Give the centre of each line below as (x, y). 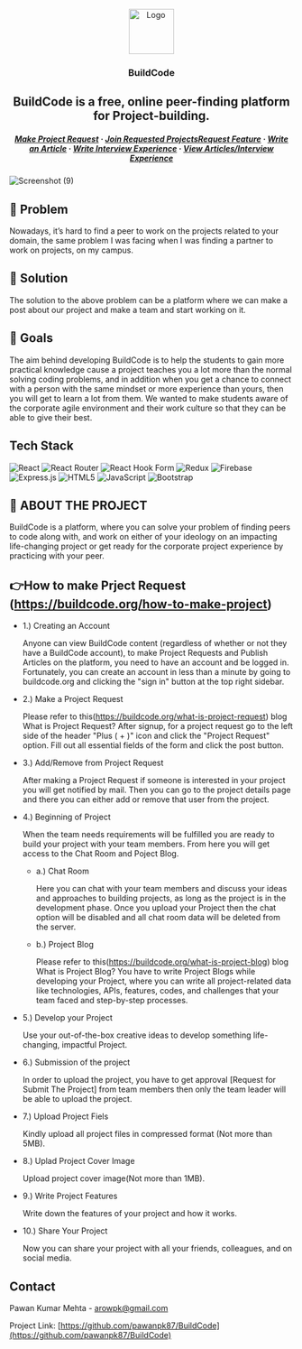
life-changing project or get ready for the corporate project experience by (146, 546)
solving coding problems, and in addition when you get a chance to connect (150, 379)
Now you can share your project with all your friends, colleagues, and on (157, 1249)
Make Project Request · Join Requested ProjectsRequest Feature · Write (151, 139)
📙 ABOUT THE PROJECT (78, 505)
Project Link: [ (35, 1326)
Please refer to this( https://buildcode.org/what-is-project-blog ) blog (162, 962)
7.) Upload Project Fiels (65, 1116)
